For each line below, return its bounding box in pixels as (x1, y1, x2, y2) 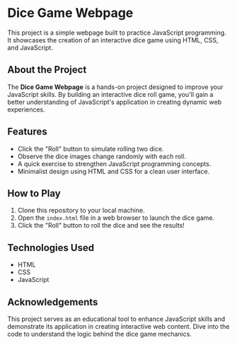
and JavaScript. (7, 43, 53, 52)
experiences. (7, 105, 46, 114)
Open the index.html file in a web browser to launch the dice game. (17, 214, 214, 222)
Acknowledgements (7, 296, 98, 308)
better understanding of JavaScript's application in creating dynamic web (7, 98, 221, 106)
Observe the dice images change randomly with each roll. (17, 152, 186, 160)
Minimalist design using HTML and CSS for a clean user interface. (17, 167, 210, 175)
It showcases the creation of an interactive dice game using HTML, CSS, (7, 35, 219, 44)
